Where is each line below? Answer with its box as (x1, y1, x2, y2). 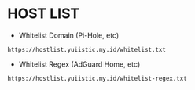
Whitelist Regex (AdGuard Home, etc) (18, 59, 141, 69)
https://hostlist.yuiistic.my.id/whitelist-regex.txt (7, 74, 188, 82)
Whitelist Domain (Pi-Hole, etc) (18, 31, 120, 40)
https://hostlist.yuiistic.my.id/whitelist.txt (7, 45, 167, 53)
